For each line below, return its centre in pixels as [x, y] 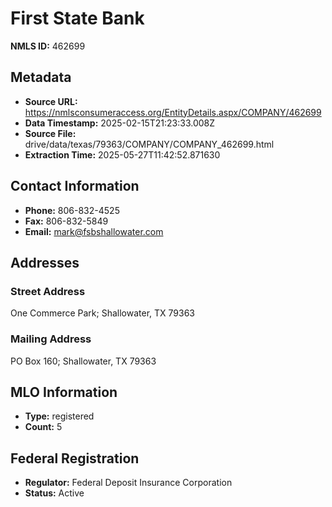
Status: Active [54, 493]
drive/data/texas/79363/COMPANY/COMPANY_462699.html [149, 144]
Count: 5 [43, 427]
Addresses [45, 262]
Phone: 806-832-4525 [72, 210]
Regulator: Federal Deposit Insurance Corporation [128, 483]
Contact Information [75, 186]
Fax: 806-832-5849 [66, 221]
